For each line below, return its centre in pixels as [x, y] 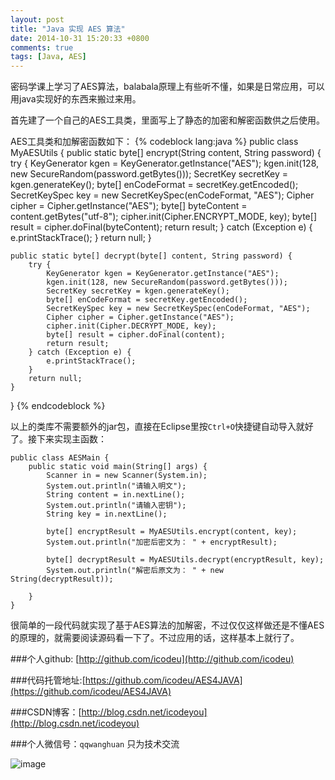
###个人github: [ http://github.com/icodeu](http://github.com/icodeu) [152, 659]
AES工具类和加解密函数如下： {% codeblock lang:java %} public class [154, 142]
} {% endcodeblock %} [58, 406]
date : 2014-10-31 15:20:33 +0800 [80, 38]
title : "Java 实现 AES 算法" [68, 29]
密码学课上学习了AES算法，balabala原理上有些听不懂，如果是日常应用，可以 [167, 87]
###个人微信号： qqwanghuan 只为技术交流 [95, 744]
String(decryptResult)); [62, 579]
